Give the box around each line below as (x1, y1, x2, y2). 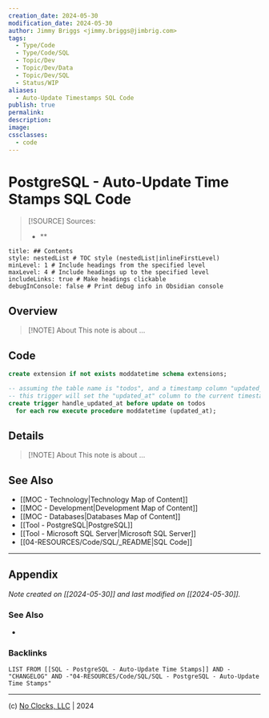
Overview (8, 304, 58, 317)
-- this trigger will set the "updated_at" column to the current (8, 392, 235, 400)
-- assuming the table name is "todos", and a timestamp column (8, 384, 227, 393)
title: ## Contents (8, 248, 74, 256)
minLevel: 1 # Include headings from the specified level (8, 261, 206, 269)
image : (8, 123, 30, 131)
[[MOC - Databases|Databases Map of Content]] (19, 512, 181, 522)
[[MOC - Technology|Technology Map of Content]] (19, 494, 188, 505)
